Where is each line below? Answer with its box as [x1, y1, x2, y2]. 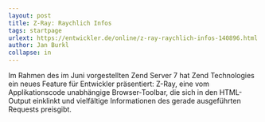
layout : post [8, 11, 52, 20]
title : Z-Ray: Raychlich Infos [8, 19, 112, 27]
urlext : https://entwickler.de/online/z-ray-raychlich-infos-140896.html [8, 33, 259, 42]
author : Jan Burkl [8, 41, 69, 49]
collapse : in [8, 49, 52, 57]
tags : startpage [8, 26, 62, 34]
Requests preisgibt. [8, 104, 72, 114]
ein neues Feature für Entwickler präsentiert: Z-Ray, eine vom [8, 79, 209, 89]
